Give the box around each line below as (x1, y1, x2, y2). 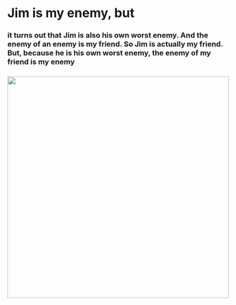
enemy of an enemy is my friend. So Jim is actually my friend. (7, 39, 223, 49)
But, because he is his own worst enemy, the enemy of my (7, 48, 211, 58)
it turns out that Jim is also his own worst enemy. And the (7, 30, 209, 40)
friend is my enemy (7, 57, 75, 67)
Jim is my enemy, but (7, 5, 135, 21)
